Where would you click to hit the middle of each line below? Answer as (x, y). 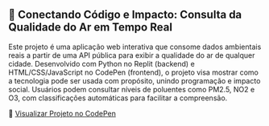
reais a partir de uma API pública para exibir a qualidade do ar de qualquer (132, 55)
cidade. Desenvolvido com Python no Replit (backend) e (101, 63)
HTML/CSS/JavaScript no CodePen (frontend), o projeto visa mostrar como (134, 72)
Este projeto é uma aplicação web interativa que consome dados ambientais (135, 47)
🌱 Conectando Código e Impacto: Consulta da (125, 15)
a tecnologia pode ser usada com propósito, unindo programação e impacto (134, 80)
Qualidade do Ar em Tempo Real (91, 28)
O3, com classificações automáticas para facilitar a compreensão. (118, 98)
